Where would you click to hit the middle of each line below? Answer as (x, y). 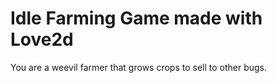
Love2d (42, 39)
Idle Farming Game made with (136, 18)
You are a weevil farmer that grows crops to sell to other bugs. (139, 67)
